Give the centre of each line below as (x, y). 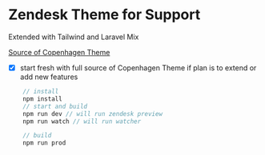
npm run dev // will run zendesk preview (92, 113)
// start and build (55, 106)
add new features (49, 77)
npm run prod (44, 143)
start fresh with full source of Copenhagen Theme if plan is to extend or (138, 68)
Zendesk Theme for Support (104, 15)
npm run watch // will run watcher (82, 121)
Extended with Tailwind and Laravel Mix (74, 37)
